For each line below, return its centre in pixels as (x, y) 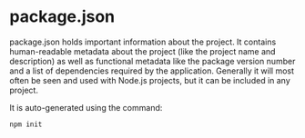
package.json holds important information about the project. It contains (143, 42)
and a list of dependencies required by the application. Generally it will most (152, 71)
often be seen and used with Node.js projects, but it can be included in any (150, 80)
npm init (26, 124)
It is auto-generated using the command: (86, 107)
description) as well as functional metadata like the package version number (152, 61)
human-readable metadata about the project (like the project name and (142, 51)
